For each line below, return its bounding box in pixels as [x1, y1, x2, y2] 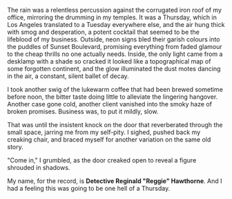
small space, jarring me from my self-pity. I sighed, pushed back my [7, 128, 201, 136]
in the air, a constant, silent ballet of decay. [7, 72, 129, 80]
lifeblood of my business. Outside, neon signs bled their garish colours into [7, 35, 220, 44]
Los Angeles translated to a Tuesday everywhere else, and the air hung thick [7, 21, 225, 28]
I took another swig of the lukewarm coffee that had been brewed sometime [7, 86, 223, 93]
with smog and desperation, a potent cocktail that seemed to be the [7, 28, 200, 36]
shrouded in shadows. [7, 164, 70, 171]
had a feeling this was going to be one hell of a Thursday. [7, 184, 171, 192]
